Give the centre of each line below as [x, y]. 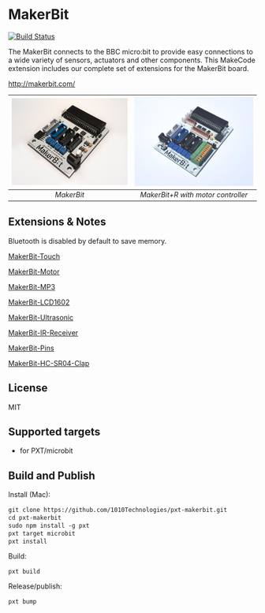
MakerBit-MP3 [32, 286]
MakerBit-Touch [34, 256]
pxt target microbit [42, 534]
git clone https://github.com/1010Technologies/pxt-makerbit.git [118, 510]
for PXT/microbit [46, 450]
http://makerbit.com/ [42, 84]
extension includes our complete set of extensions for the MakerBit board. [129, 68]
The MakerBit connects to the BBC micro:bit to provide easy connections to [131, 51]
